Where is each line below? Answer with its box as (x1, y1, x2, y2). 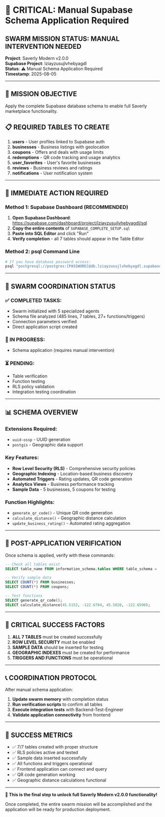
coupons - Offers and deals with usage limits (12, 149, 104, 155)
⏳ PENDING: (5, 360, 35, 367)
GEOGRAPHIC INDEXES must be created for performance (12, 649, 130, 655)
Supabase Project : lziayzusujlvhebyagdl (5, 61, 87, 66)
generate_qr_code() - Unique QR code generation (12, 510, 113, 515)
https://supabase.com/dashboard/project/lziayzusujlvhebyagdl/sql (12, 220, 147, 226)
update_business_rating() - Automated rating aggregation (12, 520, 131, 526)
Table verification (12, 373, 48, 379)
